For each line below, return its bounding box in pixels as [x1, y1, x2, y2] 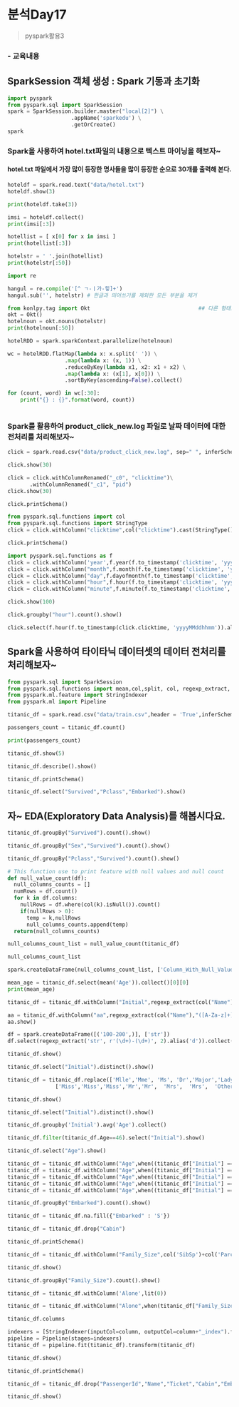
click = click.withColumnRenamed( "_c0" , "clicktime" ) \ [7, 474, 174, 482]
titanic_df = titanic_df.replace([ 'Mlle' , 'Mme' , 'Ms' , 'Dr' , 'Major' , [7, 1076, 218, 1083]
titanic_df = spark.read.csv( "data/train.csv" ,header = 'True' [7, 711, 199, 718]
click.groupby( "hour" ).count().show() [7, 611, 122, 619]
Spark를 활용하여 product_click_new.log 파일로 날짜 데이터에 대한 [7, 421, 226, 431]
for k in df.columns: [14, 895, 78, 902]
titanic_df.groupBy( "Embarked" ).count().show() [7, 1199, 152, 1207]
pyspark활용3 [24, 31, 65, 40]
